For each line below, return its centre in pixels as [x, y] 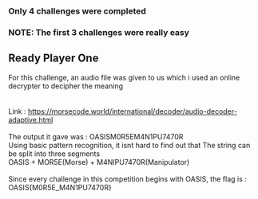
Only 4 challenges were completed [77, 11]
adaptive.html [31, 119]
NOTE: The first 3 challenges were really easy [99, 32]
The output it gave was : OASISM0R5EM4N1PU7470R [96, 136]
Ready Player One [54, 59]
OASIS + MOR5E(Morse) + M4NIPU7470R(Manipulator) [99, 162]
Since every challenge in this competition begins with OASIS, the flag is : [128, 179]
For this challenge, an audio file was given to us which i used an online [124, 77]
